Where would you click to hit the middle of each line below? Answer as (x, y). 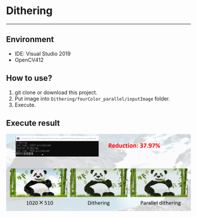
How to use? (29, 78)
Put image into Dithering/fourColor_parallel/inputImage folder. (92, 98)
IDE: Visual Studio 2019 (43, 53)
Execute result (33, 123)
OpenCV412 (29, 60)
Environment (30, 39)
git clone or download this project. (56, 92)
